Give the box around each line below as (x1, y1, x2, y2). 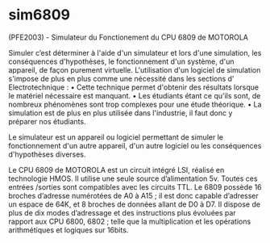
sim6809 (8, 6, 71, 24)
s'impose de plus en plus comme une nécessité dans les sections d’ (8, 73, 235, 83)
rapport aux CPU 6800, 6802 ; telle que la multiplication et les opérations (8, 216, 251, 226)
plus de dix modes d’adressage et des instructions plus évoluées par (8, 207, 236, 217)
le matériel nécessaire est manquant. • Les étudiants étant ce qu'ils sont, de (8, 90, 261, 100)
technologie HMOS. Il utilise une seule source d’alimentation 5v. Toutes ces (8, 174, 258, 183)
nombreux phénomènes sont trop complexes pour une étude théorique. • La (8, 99, 262, 109)
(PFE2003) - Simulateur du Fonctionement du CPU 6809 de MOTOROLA (8, 32, 248, 42)
